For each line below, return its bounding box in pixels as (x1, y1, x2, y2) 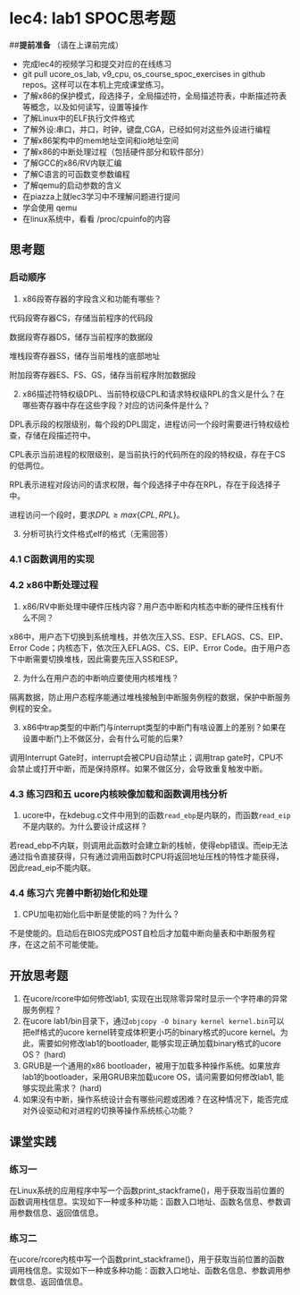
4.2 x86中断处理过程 (9, 579, 99, 592)
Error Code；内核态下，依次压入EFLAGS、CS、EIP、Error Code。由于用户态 (9, 642, 291, 653)
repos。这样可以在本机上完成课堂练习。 (21, 79, 170, 89)
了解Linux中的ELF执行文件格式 (21, 113, 135, 124)
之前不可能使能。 (39, 939, 104, 950)
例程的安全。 (9, 703, 56, 713)
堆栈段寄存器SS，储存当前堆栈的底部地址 (9, 350, 161, 361)
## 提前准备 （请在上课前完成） (9, 39, 123, 50)
